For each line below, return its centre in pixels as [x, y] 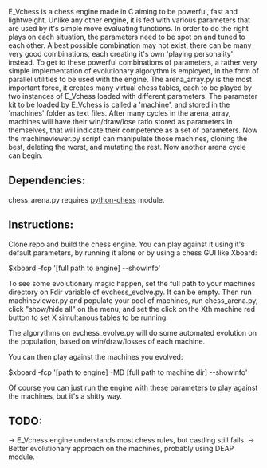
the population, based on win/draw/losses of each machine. [107, 341]
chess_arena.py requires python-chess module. [86, 199]
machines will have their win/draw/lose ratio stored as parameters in [120, 122]
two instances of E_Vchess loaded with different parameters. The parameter [133, 96]
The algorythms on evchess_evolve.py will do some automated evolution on [133, 332]
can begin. [26, 155]
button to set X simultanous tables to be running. [88, 317]
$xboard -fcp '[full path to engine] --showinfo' [84, 268]
